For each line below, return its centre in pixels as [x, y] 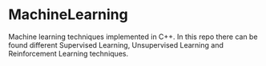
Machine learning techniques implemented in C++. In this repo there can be [133, 37]
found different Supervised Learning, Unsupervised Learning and [116, 45]
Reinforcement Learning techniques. [69, 53]
